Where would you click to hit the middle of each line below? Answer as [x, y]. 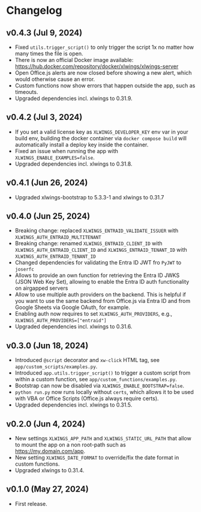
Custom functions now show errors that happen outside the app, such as [105, 86]
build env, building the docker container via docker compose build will [101, 138]
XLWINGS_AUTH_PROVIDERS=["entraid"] [61, 321]
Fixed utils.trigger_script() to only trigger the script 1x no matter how [104, 47]
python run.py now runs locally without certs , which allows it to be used [104, 392]
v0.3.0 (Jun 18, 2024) [47, 345]
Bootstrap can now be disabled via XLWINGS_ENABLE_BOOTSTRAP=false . [100, 386]
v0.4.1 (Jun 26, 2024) [47, 183]
